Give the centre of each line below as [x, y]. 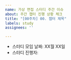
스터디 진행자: [25, 53]
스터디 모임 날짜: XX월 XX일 [39, 46]
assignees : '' [19, 28]
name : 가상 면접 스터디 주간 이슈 [34, 10]
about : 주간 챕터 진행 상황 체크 [34, 14]
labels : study [19, 23]
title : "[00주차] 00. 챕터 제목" [36, 19]
